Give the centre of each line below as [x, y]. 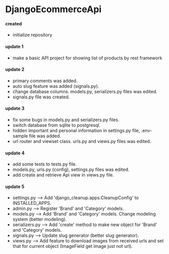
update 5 [15, 187]
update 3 [15, 108]
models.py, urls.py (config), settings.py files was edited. [71, 170]
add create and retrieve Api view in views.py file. [63, 175]
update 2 [15, 69]
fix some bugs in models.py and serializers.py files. [66, 120]
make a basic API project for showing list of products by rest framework [87, 58]
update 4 [15, 153]
